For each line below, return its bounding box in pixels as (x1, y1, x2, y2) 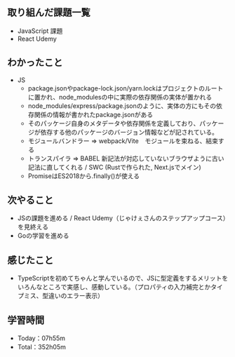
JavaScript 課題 (17, 27, 63, 35)
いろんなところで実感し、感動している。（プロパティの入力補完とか (17, 283, 211, 291)
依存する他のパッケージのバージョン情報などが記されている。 (40, 128, 219, 136)
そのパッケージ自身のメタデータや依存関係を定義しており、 (27, 119, 200, 128)
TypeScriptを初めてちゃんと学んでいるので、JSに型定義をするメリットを (17, 274, 229, 283)
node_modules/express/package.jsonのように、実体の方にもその (27, 101, 217, 110)
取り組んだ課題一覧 (7, 6, 90, 19)
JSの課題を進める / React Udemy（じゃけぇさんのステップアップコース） (17, 214, 227, 222)
